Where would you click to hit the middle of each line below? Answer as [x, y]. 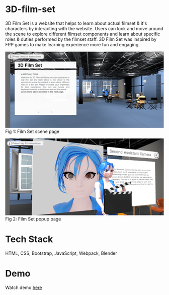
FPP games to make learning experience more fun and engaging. [72, 44]
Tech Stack [29, 239]
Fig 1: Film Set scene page [32, 131]
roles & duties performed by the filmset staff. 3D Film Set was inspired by [81, 39]
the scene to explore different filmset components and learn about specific [83, 34]
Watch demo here [24, 287]
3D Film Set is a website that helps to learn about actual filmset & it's [76, 23]
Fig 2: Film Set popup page [33, 219]
